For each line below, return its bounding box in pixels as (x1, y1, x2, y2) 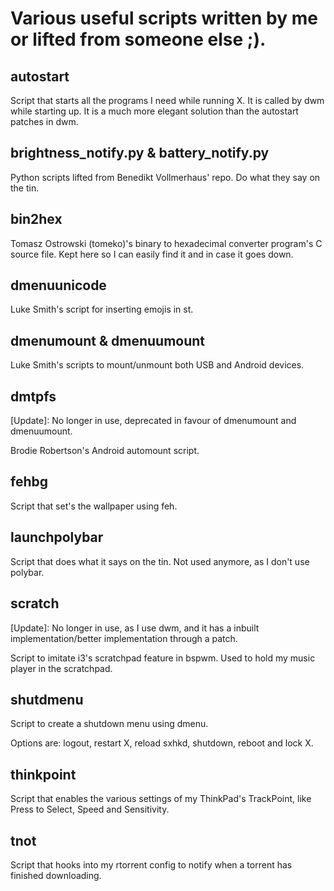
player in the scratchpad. (10, 662, 113, 674)
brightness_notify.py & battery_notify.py (10, 145, 270, 162)
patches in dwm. (10, 116, 79, 127)
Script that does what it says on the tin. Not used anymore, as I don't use (10, 555, 310, 567)
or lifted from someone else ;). (10, 28, 267, 51)
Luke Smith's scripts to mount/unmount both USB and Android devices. (10, 359, 305, 371)
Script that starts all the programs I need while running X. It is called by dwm (10, 95, 325, 106)
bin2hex (10, 211, 63, 228)
